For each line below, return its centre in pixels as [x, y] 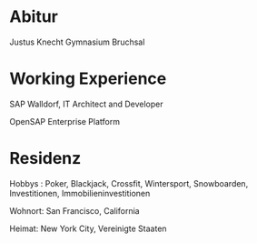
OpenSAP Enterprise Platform [65, 121]
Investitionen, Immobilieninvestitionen [80, 193]
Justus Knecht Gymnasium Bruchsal [77, 42]
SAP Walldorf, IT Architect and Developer [86, 104]
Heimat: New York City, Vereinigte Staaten [88, 228]
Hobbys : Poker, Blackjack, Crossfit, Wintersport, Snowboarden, [129, 183]
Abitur [34, 17]
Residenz [45, 159]
